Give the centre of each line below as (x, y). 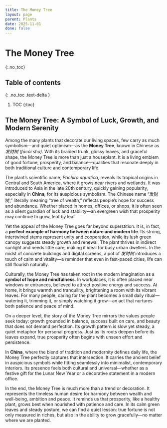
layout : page (19, 15)
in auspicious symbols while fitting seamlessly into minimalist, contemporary (84, 362)
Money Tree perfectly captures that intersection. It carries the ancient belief (83, 357)
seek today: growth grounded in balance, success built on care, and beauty (83, 321)
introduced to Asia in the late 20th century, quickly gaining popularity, (77, 188)
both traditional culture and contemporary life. (52, 168)
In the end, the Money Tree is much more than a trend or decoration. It (77, 388)
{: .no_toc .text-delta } (28, 95)
